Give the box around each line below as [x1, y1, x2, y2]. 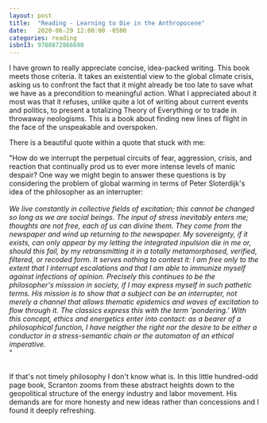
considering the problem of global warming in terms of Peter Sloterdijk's [9, 178, 246, 188]
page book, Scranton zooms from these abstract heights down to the [9, 380, 235, 390]
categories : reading [9, 33, 78, 42]
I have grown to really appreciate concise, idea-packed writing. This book [9, 63, 250, 72]
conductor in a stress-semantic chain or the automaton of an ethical [9, 331, 234, 341]
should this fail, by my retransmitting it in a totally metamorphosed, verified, [9, 246, 257, 256]
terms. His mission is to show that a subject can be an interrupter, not [9, 288, 238, 299]
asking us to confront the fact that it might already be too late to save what [9, 80, 253, 90]
